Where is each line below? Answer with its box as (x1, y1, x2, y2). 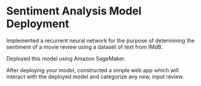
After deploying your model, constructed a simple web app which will (6, 66, 179, 73)
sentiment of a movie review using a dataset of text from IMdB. (6, 43, 163, 51)
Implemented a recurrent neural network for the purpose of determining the (6, 37, 195, 44)
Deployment (6, 17, 70, 31)
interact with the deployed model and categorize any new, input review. (6, 73, 184, 80)
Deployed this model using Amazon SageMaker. (6, 55, 126, 62)
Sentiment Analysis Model (6, 4, 142, 18)
